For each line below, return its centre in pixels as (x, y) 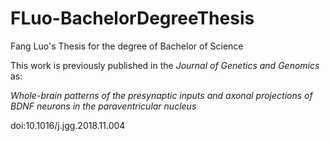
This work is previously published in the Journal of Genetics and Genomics (165, 65)
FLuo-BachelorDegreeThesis (132, 18)
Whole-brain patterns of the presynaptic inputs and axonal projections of (161, 95)
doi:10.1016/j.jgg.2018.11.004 (68, 125)
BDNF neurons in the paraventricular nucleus (103, 106)
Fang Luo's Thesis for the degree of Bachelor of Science (127, 46)
